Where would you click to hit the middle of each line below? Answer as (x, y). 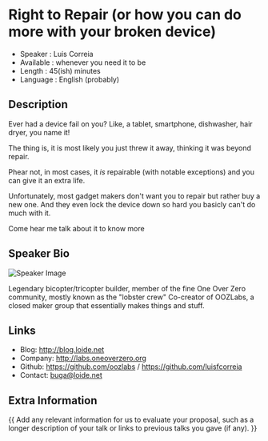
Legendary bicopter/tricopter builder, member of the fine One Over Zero (127, 288)
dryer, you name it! (39, 132)
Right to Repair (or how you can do (125, 15)
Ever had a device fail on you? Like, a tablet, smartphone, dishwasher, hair (131, 124)
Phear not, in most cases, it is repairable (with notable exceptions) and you (131, 172)
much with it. (30, 213)
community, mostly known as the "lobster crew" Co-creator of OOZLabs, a (131, 297)
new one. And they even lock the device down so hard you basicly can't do (132, 204)
